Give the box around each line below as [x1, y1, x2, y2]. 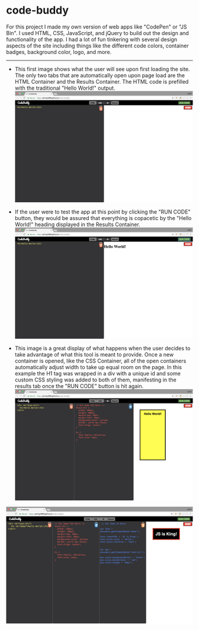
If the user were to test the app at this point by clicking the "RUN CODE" [14, 208, 191, 215]
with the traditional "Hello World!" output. [14, 84, 115, 91]
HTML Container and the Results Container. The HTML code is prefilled [14, 78, 189, 85]
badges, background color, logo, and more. [6, 48, 112, 55]
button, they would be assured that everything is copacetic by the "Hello [14, 215, 192, 222]
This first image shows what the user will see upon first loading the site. [14, 65, 190, 72]
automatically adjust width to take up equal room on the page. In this [14, 364, 182, 371]
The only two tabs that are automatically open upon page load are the [14, 72, 185, 79]
